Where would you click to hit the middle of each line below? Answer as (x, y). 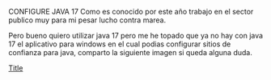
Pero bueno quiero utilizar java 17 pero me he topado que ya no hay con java (136, 36)
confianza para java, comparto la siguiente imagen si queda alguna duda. (130, 52)
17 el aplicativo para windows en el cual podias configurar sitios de (120, 44)
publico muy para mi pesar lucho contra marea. (87, 20)
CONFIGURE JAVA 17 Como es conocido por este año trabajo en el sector (131, 12)
